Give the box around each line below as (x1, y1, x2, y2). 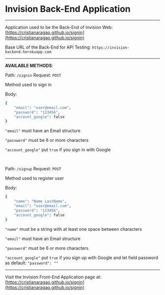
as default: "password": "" (5, 260, 59, 266)
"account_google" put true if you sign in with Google (5, 147, 111, 153)
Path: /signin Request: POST (5, 72, 61, 78)
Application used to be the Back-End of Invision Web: (5, 24, 113, 30)
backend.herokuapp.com (5, 49, 52, 54)
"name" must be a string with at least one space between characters (5, 226, 142, 232)
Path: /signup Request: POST (5, 166, 61, 172)
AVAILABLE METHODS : (5, 62, 53, 68)
